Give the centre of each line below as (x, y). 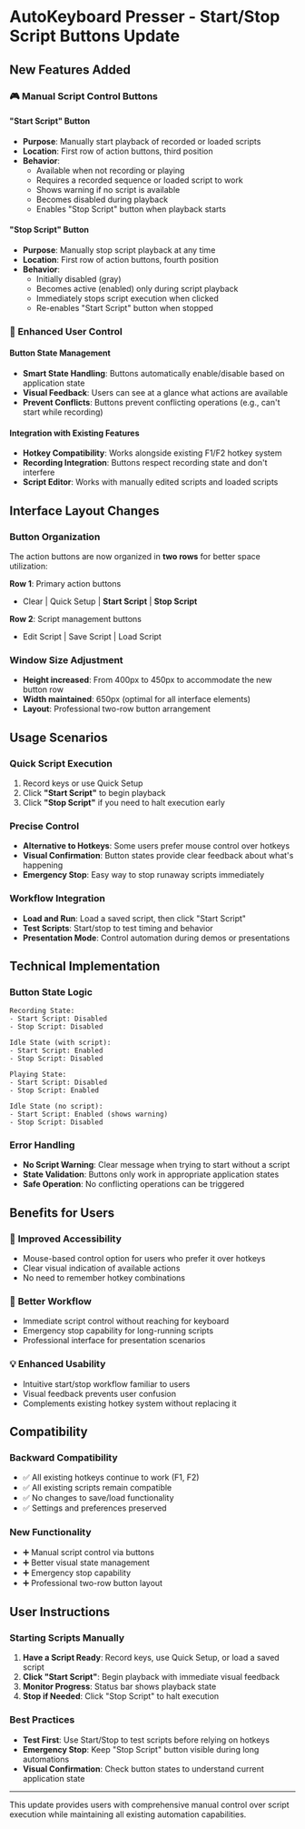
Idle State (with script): (60, 1043)
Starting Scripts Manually (67, 1638)
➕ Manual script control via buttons (88, 1552)
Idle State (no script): (56, 1107)
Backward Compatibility (64, 1458)
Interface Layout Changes (84, 511)
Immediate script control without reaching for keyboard (126, 1322)
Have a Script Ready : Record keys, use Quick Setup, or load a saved (151, 1658)
